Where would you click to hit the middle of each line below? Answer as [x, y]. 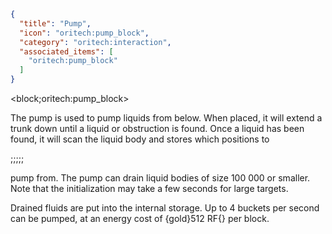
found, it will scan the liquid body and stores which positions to [140, 139]
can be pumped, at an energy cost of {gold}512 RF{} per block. [140, 218]
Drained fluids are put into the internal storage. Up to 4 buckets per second [165, 208]
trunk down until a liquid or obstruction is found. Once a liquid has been [157, 128]
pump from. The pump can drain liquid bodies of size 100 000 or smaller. [160, 178]
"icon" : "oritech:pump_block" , [84, 33]
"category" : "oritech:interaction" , [95, 42]
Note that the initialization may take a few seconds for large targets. [149, 188]
